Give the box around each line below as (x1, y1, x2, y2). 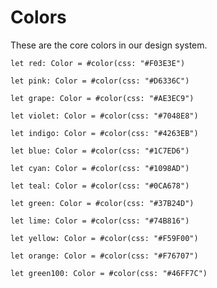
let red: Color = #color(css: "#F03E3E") (10, 58, 186, 68)
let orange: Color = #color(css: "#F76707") (10, 251, 199, 261)
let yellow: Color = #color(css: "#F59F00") (10, 233, 199, 243)
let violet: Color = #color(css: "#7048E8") (10, 111, 199, 121)
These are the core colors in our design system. (10, 39, 208, 51)
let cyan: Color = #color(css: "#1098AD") (10, 163, 190, 173)
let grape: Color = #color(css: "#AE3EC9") (10, 93, 195, 103)
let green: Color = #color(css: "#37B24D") (10, 198, 195, 208)
